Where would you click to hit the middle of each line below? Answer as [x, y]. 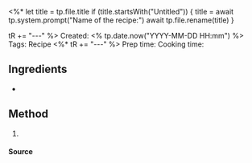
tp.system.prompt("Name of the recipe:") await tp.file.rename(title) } [122, 20]
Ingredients [38, 69]
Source [21, 152]
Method [29, 114]
